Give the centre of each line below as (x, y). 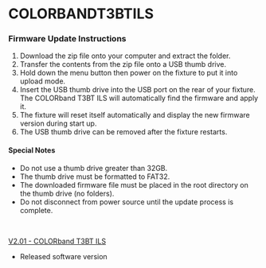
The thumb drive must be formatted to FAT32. (95, 177)
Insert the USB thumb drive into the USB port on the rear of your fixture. (138, 90)
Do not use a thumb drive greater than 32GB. (94, 168)
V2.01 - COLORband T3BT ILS (57, 241)
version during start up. (58, 123)
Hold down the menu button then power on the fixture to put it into (129, 73)
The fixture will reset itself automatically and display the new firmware (135, 115)
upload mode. (43, 81)
